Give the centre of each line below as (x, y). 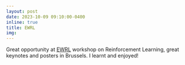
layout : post (22, 11)
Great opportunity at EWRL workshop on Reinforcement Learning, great (92, 49)
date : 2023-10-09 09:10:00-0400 (46, 17)
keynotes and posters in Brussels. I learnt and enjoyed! (73, 56)
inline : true (22, 22)
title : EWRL (21, 28)
